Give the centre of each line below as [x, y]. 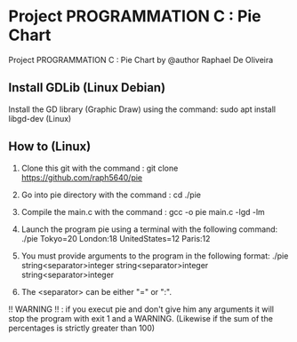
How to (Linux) [50, 147]
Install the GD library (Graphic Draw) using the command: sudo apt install [142, 109]
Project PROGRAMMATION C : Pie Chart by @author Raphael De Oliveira [141, 60]
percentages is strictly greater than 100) [82, 328]
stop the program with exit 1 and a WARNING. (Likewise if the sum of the [140, 318]
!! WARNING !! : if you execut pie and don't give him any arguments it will [141, 309]
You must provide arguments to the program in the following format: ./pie [155, 256]
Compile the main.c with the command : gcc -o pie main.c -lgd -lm [143, 211]
